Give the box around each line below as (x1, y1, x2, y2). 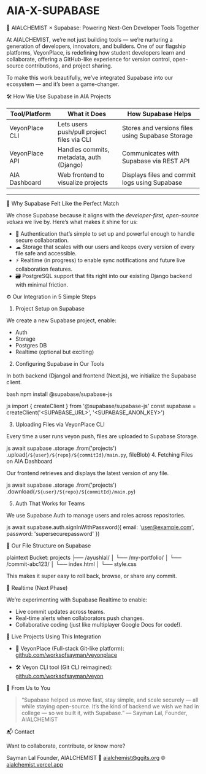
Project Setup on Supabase (15, 304, 85, 312)
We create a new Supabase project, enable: (6, 317, 116, 324)
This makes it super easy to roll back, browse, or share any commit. (6, 572, 177, 579)
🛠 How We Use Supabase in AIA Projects (6, 93, 112, 100)
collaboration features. (15, 265, 72, 273)
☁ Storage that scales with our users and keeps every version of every (15, 243, 195, 250)
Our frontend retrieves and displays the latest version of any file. (6, 469, 169, 476)
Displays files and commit (121, 170, 196, 179)
